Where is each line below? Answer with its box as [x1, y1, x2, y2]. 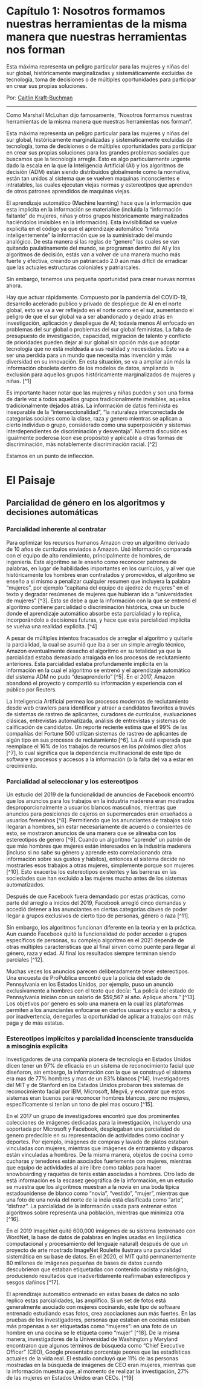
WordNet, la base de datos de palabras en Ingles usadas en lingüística [6, 1234, 181, 1241]
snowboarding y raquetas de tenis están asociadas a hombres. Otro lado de [6, 1171, 195, 1178]
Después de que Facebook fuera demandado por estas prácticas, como [6, 893, 185, 900]
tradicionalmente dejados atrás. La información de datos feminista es [6, 402, 178, 409]
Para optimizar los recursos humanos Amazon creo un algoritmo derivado [6, 539, 190, 546]
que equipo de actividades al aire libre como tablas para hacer [6, 1164, 162, 1171]
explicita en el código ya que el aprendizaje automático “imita [6, 225, 159, 232]
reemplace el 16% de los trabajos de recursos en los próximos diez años [6, 742, 187, 750]
